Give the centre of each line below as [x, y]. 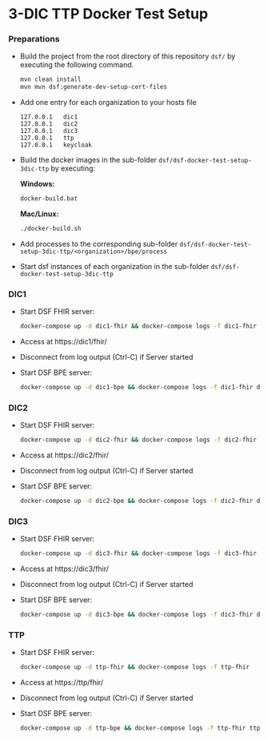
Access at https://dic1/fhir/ [64, 342]
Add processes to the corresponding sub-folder [99, 243]
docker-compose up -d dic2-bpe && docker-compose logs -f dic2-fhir [136, 501]
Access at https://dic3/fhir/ [64, 569]
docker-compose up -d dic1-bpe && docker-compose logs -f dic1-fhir [136, 388]
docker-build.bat [49, 199]
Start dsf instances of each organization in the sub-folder [114, 266]
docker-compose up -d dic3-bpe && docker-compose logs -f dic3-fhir [136, 615]
